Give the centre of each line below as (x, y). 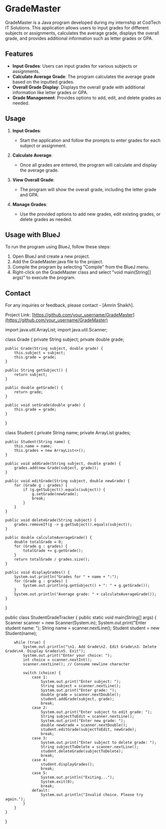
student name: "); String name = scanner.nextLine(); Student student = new (83, 628)
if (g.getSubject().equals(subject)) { (64, 490)
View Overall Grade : (33, 180)
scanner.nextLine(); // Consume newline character (77, 664)
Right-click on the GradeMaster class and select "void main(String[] (82, 272)
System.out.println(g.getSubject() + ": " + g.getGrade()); (86, 586)
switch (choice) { (42, 673)
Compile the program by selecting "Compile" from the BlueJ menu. (81, 267)
